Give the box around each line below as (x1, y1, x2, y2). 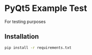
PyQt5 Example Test (4, 3, 87, 14)
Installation (4, 33, 39, 41)
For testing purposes (4, 19, 46, 24)
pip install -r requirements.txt (4, 45, 72, 50)
